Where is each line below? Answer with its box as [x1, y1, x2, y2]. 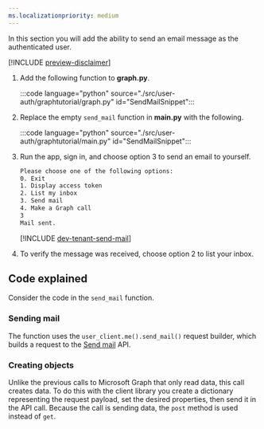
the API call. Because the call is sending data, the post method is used [8, 403, 239, 413]
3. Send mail [19, 197, 64, 205]
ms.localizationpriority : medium [8, 11, 119, 20]
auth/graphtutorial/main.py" [19, 136, 111, 146]
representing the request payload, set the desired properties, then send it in [8, 395, 257, 404]
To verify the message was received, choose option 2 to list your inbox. [19, 249, 254, 258]
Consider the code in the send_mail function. [8, 293, 154, 303]
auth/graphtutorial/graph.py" [19, 96, 115, 106]
